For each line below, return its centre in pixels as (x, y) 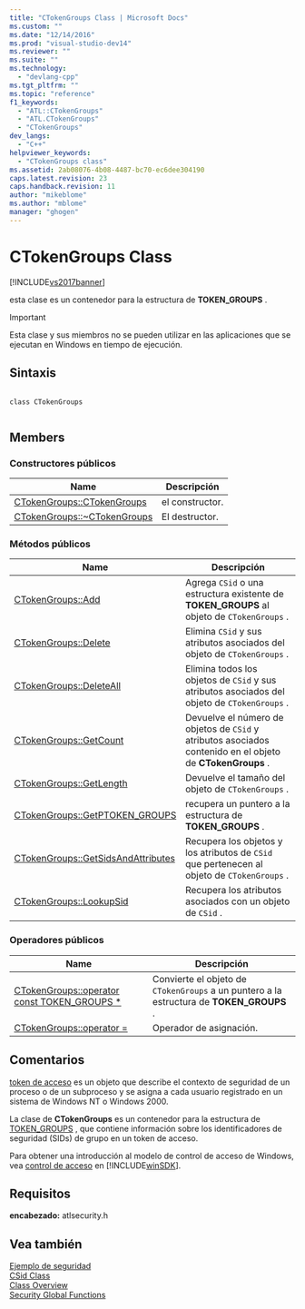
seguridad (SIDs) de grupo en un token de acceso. (104, 1138)
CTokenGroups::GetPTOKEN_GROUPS (95, 815)
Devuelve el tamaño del (235, 778)
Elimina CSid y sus (223, 632)
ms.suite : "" (34, 60)
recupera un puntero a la (237, 804)
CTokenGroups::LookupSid (71, 901)
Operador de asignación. (206, 1028)
